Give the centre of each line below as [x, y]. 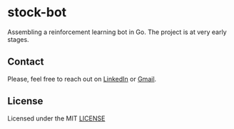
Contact [26, 62]
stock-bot [37, 12]
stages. [19, 39]
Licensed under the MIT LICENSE [56, 118]
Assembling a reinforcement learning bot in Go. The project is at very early [117, 32]
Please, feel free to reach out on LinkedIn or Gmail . [82, 79]
